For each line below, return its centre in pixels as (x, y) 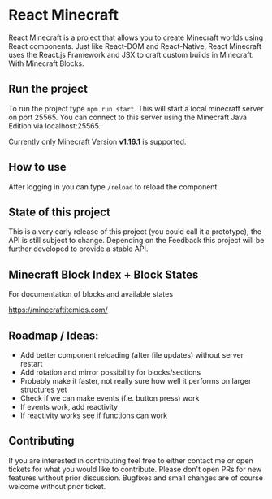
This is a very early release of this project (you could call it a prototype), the (135, 232)
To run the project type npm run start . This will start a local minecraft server (136, 108)
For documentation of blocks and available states (91, 294)
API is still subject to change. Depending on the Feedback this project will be (136, 241)
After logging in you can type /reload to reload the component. (114, 187)
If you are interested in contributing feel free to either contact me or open (131, 460)
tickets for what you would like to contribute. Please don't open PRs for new (135, 469)
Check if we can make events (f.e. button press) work (110, 398)
